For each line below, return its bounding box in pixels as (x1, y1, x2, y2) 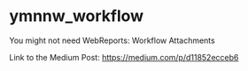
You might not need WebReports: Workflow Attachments (9, 35, 215, 46)
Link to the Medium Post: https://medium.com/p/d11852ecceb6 (9, 52, 239, 62)
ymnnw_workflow (9, 6, 144, 26)
